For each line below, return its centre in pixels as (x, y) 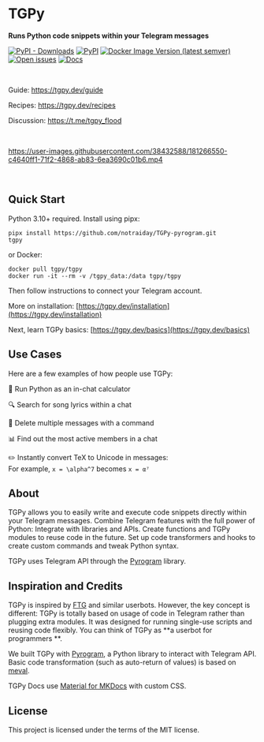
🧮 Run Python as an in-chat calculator (70, 388)
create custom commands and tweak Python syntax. (94, 546)
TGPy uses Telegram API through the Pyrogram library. (97, 561)
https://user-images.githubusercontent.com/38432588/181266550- (118, 151)
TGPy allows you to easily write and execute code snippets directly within (127, 512)
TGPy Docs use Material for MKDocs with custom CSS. (97, 686)
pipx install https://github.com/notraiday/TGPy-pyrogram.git (112, 233)
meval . (19, 671)
